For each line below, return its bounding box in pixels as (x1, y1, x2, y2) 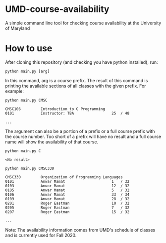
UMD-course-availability (5, 3, 110, 15)
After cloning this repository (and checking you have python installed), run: (5, 59, 158, 65)
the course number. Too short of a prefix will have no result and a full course (5, 133, 162, 139)
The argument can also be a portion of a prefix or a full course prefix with (5, 128, 155, 134)
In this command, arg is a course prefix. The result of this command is (5, 77, 148, 83)
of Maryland (5, 25, 30, 31)
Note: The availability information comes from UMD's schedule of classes (5, 227, 156, 233)
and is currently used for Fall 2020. (5, 232, 77, 238)
